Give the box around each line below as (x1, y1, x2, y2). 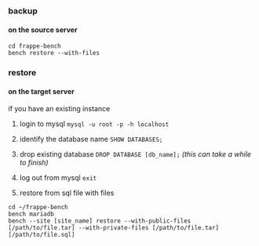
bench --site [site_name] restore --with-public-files (8, 217, 192, 225)
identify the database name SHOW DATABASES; (19, 135, 163, 144)
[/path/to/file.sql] (8, 231, 76, 239)
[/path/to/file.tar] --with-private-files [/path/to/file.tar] (8, 224, 220, 232)
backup (8, 5, 38, 16)
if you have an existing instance (8, 104, 111, 114)
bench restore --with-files (8, 49, 100, 57)
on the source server (8, 25, 78, 34)
